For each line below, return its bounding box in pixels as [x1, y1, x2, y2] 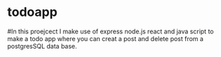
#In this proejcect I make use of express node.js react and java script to [7, 27, 214, 35]
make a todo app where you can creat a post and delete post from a [7, 34, 203, 42]
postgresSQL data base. [7, 42, 77, 50]
